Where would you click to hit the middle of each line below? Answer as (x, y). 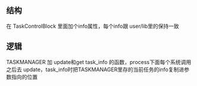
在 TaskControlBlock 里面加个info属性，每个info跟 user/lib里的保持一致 (93, 26)
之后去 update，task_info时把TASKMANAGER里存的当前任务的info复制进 (95, 69)
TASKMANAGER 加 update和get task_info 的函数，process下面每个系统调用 (99, 62)
